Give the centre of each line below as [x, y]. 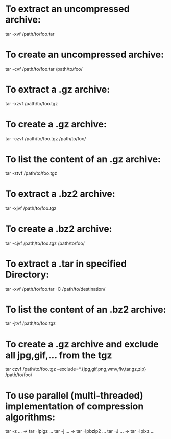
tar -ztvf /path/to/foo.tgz [31, 173]
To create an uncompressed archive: [85, 55]
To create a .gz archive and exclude [82, 344]
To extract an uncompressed [68, 9]
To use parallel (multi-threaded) [74, 395]
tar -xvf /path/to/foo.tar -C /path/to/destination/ [55, 289]
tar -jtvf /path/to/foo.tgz [31, 323]
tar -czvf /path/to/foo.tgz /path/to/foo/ [46, 138]
